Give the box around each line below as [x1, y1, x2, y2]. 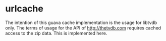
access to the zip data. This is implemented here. [5, 30, 107, 36]
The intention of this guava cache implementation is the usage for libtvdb [5, 19, 157, 25]
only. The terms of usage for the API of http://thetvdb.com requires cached [5, 24, 161, 30]
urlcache [5, 3, 44, 14]
